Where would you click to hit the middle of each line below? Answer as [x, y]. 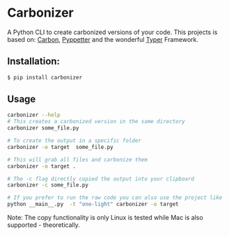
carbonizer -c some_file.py [48, 185]
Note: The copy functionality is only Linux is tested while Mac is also [105, 218]
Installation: [34, 62]
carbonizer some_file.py [43, 128]
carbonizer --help [34, 115]
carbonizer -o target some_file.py [60, 147]
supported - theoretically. [44, 225]
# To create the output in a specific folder [74, 141]
